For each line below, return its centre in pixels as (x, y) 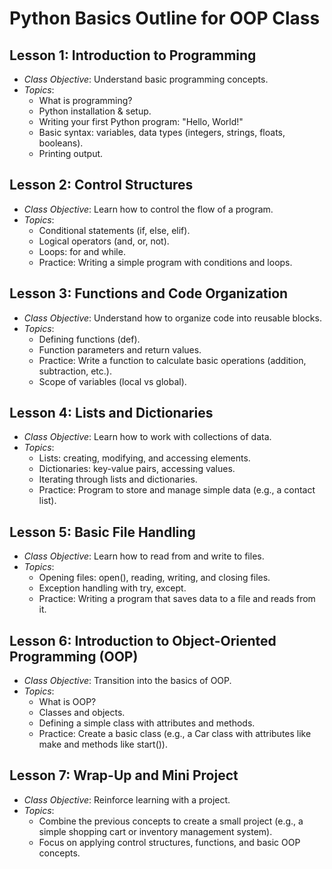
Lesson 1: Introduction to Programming (133, 55)
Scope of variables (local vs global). (112, 381)
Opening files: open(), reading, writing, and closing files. (154, 578)
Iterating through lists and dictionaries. (118, 479)
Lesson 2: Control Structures (101, 185)
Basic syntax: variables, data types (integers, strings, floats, (162, 132)
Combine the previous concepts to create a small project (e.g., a (171, 821)
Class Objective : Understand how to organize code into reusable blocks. (172, 318)
